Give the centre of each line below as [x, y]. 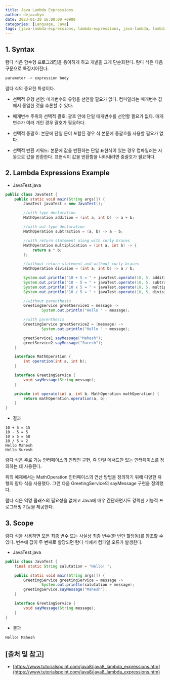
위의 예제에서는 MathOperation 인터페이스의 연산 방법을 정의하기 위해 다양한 [81, 477]
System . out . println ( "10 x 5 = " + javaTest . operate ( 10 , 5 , [87, 287]
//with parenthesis [44, 319]
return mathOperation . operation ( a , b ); [66, 398]
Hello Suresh [19, 450]
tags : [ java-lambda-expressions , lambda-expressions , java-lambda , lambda [86, 29]
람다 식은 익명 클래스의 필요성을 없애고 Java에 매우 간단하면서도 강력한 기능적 [82, 501]
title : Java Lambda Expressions [39, 10]
